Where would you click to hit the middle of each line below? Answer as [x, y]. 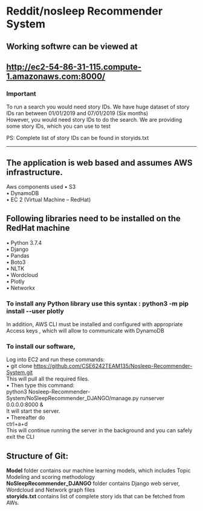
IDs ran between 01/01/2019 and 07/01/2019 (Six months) [77, 113]
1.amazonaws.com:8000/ [56, 76]
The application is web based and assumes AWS [99, 163]
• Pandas [18, 255]
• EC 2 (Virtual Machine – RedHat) [49, 200]
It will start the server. [33, 411]
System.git [20, 372]
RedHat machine [38, 228]
